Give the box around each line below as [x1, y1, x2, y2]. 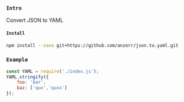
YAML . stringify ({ [6, 74, 49, 80]
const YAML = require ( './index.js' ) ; [6, 68, 99, 74]
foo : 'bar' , [17, 79, 46, 85]
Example [6, 56, 28, 63]
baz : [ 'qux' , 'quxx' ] [17, 85, 67, 91]
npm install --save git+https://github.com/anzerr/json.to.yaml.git [6, 42, 179, 49]
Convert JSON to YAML [6, 17, 64, 24]
